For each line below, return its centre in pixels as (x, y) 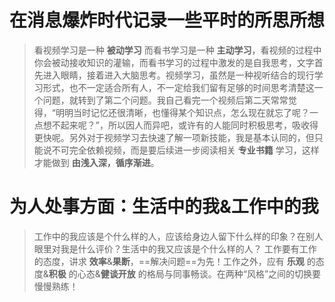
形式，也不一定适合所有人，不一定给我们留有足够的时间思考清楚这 (178, 87)
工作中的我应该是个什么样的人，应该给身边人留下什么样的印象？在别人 (178, 236)
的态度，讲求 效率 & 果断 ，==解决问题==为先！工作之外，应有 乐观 (169, 261)
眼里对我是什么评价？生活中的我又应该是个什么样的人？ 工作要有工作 (175, 248)
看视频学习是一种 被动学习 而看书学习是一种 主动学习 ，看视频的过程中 (177, 50)
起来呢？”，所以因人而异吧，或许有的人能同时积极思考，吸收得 (189, 125)
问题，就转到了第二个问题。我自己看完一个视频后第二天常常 (165, 100)
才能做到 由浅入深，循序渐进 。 (96, 162)
